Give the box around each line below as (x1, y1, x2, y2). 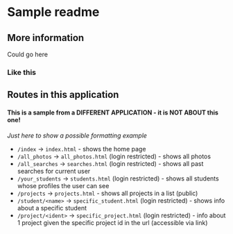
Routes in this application (7, 89, 119, 101)
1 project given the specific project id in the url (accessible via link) (17, 218, 208, 226)
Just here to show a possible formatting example (7, 131, 148, 140)
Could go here (7, 50, 49, 58)
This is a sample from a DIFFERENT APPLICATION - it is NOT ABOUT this (7, 108, 218, 117)
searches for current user (17, 167, 91, 175)
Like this (7, 67, 37, 77)
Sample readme (7, 4, 100, 20)
